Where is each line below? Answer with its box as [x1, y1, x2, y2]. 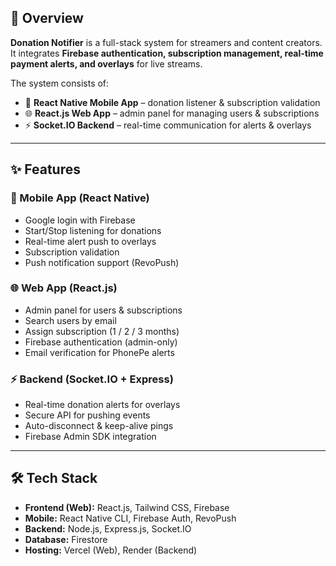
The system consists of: [10, 77, 110, 89]
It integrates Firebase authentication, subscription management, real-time [10, 47, 324, 59]
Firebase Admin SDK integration [24, 431, 157, 443]
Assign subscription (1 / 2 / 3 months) [24, 325, 180, 337]
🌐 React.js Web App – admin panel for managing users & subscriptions [24, 107, 320, 119]
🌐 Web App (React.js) [10, 281, 118, 295]
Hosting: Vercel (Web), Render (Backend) [24, 544, 198, 556]
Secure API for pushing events [24, 409, 151, 421]
